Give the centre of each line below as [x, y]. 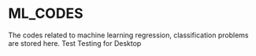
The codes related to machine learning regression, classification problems [129, 35]
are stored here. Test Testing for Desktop [75, 43]
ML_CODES [46, 14]
